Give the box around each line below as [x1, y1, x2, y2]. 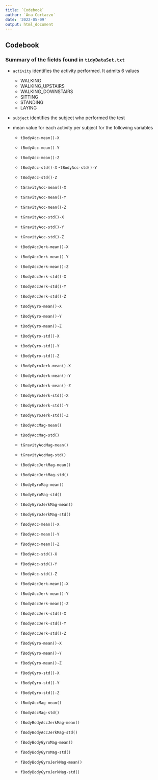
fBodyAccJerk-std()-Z [20, 631, 66, 636]
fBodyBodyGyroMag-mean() [20, 740, 73, 745]
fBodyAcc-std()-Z [20, 571, 58, 576]
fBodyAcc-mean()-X [20, 522, 60, 527]
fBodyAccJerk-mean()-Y [20, 591, 69, 596]
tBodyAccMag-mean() [20, 422, 62, 428]
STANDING [20, 99, 44, 105]
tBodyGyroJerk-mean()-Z [20, 383, 71, 388]
